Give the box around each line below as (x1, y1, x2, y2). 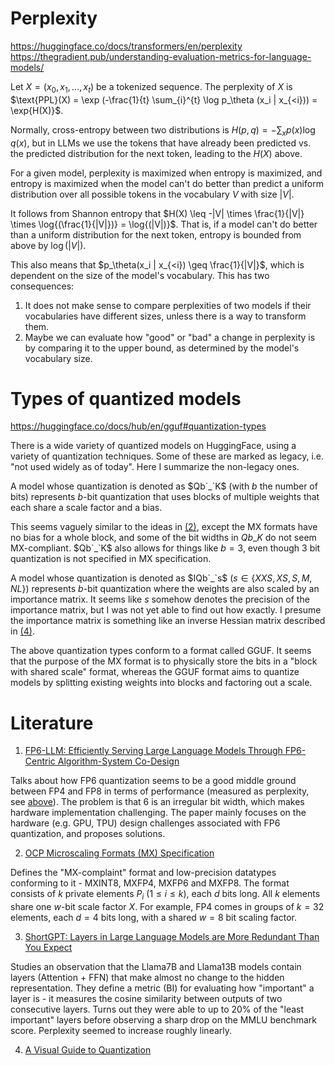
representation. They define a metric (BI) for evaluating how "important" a (10, 982, 315, 994)
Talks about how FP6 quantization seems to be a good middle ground (10, 775, 297, 787)
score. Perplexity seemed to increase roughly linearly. (10, 1025, 233, 1037)
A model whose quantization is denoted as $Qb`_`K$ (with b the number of (10, 480, 318, 492)
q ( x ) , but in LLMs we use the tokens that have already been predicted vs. (10, 137, 312, 149)
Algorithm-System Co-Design (57, 755, 180, 767)
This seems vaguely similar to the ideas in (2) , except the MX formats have (10, 521, 318, 533)
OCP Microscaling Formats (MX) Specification (24, 847, 215, 859)
